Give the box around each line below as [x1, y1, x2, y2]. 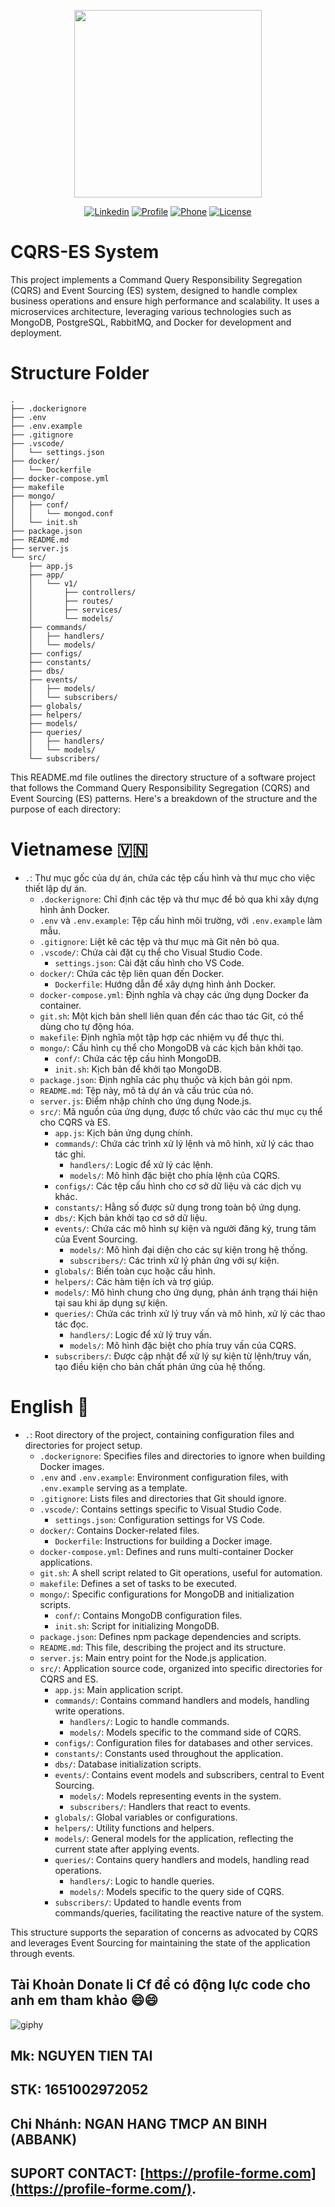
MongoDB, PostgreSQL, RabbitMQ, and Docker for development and [10, 316, 292, 328]
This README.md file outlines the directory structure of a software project [10, 771, 316, 783]
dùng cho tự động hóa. [39, 1020, 135, 1032]
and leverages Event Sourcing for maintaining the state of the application [10, 1936, 311, 1949]
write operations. [54, 1705, 125, 1717]
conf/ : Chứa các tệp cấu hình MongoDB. [54, 1052, 222, 1064]
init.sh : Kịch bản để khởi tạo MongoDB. [54, 1063, 223, 1075]
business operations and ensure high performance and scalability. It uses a [10, 295, 320, 307]
